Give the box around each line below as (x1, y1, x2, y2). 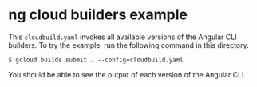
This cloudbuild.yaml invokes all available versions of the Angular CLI (8, 32, 237, 42)
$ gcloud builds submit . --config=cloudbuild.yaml (8, 56, 184, 64)
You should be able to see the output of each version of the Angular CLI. (8, 69, 246, 79)
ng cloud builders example (8, 6, 188, 24)
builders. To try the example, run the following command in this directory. (8, 40, 249, 49)
